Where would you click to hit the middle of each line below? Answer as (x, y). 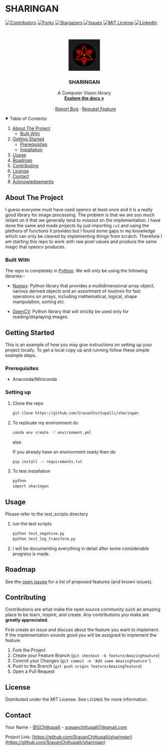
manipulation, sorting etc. (39, 302)
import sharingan (31, 486)
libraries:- (15, 276)
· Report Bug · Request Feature (84, 109)
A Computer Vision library (84, 93)
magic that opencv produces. (36, 247)
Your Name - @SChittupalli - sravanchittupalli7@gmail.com (66, 727)
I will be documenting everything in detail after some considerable (81, 548)
